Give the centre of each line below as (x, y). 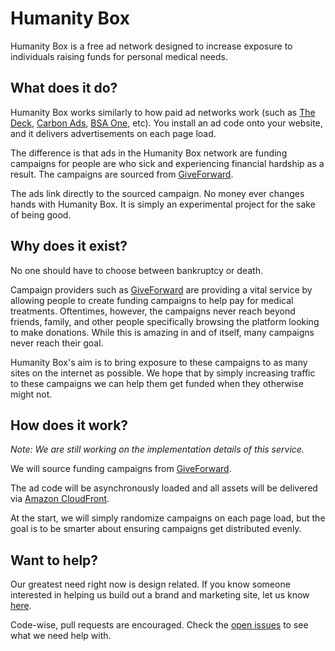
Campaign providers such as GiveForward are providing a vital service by (161, 289)
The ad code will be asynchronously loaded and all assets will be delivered (164, 488)
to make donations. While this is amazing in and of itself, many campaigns (162, 332)
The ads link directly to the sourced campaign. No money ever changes (157, 193)
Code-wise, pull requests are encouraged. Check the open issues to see (159, 625)
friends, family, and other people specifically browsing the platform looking (165, 321)
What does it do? (64, 88)
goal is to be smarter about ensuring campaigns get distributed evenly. (156, 529)
